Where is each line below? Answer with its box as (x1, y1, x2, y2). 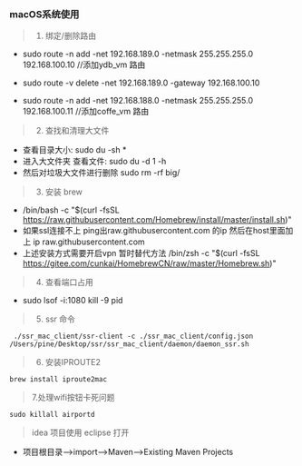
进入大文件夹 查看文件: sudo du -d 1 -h (22, 156, 167, 167)
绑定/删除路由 (44, 30, 97, 42)
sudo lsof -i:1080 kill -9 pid (22, 295, 123, 306)
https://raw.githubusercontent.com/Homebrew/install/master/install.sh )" (22, 214, 292, 225)
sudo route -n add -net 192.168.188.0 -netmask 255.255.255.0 (22, 95, 254, 106)
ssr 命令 (44, 313, 75, 324)
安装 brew (44, 186, 83, 197)
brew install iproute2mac (9, 375, 107, 384)
